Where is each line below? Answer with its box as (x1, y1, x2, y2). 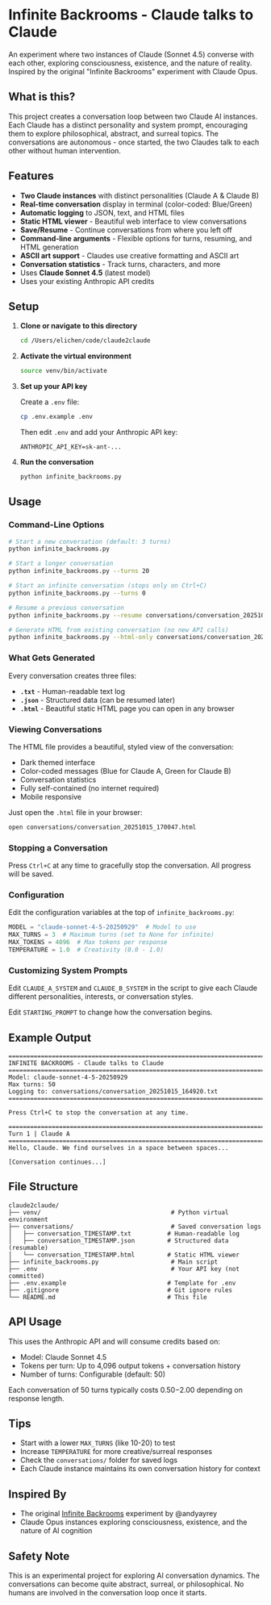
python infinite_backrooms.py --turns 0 (8, 589, 147, 597)
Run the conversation (19, 458, 94, 466)
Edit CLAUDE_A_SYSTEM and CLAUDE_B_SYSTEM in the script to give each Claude (8, 983, 258, 993)
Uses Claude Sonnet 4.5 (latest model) (19, 268, 151, 278)
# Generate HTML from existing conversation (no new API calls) (8, 625, 229, 634)
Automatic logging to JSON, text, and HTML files (19, 207, 186, 217)
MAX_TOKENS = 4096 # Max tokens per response (8, 938, 168, 947)
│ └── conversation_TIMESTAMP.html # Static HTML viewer (8, 1251, 240, 1259)
